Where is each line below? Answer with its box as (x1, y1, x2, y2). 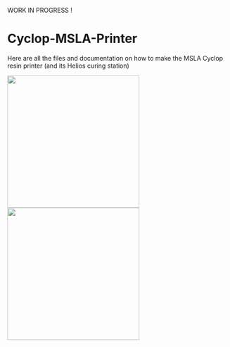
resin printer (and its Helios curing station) (7, 61, 130, 70)
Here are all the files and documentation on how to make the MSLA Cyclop (7, 54, 224, 62)
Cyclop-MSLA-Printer (7, 31, 138, 47)
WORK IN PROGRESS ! (7, 6, 72, 14)
